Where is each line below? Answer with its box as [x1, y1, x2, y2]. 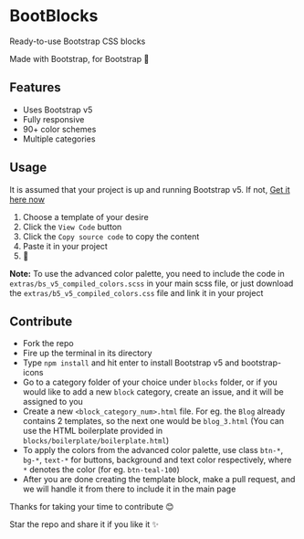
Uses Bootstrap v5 [22, 104, 93, 115]
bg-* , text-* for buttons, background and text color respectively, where [22, 454, 292, 466]
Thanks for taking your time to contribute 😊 [9, 502, 174, 513]
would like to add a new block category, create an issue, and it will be [22, 386, 285, 397]
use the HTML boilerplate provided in [22, 426, 163, 437]
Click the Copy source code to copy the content [22, 230, 200, 242]
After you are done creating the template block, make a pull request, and [22, 474, 296, 485]
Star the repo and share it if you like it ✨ [9, 519, 160, 530]
